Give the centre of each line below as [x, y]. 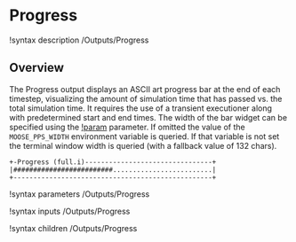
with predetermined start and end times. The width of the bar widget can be [148, 117]
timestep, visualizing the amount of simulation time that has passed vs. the [146, 98]
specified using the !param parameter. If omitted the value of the [128, 127]
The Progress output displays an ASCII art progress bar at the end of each [145, 89]
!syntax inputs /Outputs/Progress [70, 211]
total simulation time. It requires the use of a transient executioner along [141, 108]
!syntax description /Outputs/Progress [79, 40]
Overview [37, 68]
